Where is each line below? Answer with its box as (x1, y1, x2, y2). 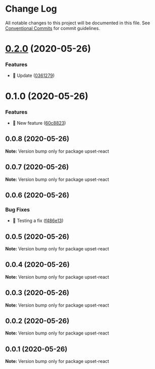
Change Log (5, 3, 57, 15)
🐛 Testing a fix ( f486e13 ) (12, 217, 64, 224)
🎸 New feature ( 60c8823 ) (12, 120, 66, 126)
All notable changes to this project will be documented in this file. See (5, 20, 150, 26)
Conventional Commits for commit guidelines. (5, 25, 100, 31)
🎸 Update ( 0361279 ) (12, 72, 55, 79)
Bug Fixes (5, 206, 30, 213)
